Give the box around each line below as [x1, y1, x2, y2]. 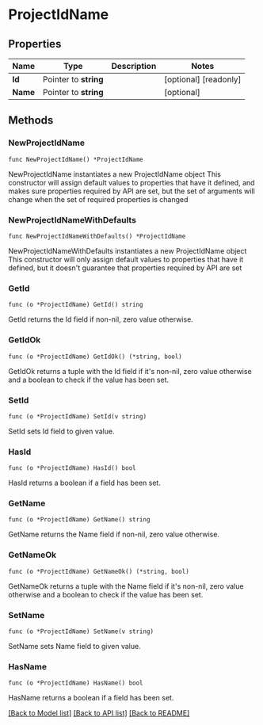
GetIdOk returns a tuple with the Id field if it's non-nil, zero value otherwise [8, 366, 252, 376]
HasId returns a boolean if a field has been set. [8, 478, 161, 488]
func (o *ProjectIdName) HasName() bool [8, 679, 144, 687]
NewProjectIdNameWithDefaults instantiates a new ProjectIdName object [8, 246, 247, 255]
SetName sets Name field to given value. [8, 642, 141, 651]
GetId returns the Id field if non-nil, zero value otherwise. [8, 315, 194, 324]
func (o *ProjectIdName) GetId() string [8, 301, 144, 309]
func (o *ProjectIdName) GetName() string [8, 516, 151, 524]
